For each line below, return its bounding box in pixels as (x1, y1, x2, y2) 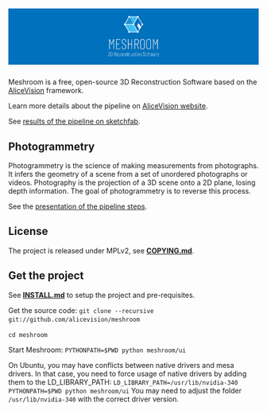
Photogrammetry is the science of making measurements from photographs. (8, 161, 259, 170)
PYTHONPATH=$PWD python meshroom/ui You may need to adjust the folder (8, 386, 242, 395)
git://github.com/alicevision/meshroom (8, 315, 141, 323)
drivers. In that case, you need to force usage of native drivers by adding (8, 369, 247, 378)
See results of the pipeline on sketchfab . (8, 116, 141, 127)
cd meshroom (8, 331, 48, 339)
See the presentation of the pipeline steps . (8, 202, 148, 211)
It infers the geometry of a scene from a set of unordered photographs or (8, 170, 248, 178)
